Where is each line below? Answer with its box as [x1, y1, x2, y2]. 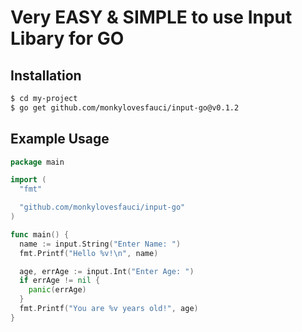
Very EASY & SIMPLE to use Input [10, 6, 293, 29]
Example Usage [10, 131, 110, 148]
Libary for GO [10, 27, 125, 50]
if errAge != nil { [19, 276, 101, 286]
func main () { [10, 229, 70, 240]
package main [10, 157, 65, 167]
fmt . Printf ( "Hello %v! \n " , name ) [19, 248, 159, 258]
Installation [10, 67, 82, 84]
